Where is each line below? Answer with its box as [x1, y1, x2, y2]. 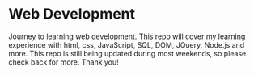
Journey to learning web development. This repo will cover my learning [8, 31, 246, 41]
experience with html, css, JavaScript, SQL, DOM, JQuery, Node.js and [8, 40, 245, 49]
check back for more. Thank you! [8, 57, 119, 67]
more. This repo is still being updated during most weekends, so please [8, 48, 247, 58]
